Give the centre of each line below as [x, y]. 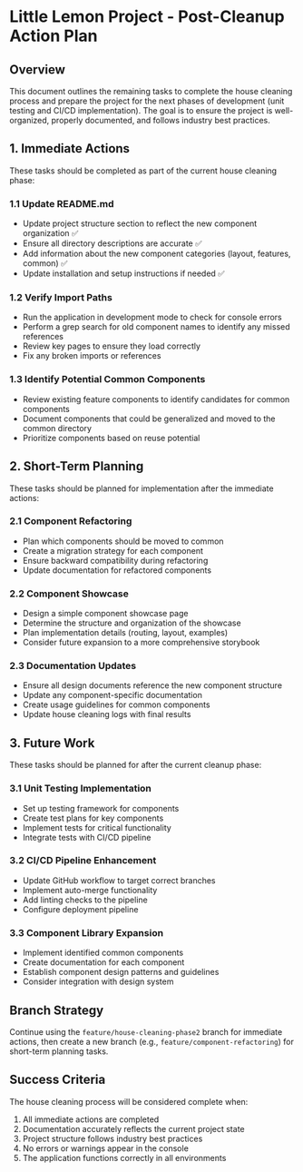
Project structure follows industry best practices [112, 1138]
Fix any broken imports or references [92, 356]
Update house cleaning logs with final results [107, 714]
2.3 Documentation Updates [73, 666]
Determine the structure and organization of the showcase [132, 623]
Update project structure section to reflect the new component [140, 223]
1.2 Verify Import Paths [61, 298]
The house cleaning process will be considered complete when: [129, 1101]
